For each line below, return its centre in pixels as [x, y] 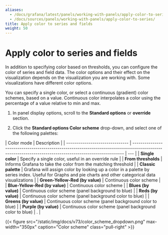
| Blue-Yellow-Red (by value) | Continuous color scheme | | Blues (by [77, 185]
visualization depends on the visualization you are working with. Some [77, 77]
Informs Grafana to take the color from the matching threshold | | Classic [80, 164]
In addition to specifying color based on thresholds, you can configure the [81, 67]
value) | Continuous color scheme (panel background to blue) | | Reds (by [81, 191]
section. [21, 118]
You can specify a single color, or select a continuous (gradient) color [77, 92]
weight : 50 [16, 28]
